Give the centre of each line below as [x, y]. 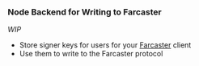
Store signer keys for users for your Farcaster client [105, 45]
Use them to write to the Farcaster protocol [91, 54]
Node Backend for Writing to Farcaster [85, 12]
